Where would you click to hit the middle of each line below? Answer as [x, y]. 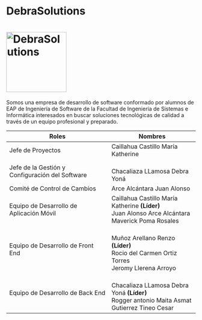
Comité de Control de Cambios [53, 189]
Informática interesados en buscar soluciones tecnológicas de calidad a [95, 115]
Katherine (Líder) [136, 206]
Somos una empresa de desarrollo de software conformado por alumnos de [100, 103]
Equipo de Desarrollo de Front [51, 246]
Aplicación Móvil [32, 213]
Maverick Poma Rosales [145, 221]
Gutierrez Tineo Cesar [142, 308]
